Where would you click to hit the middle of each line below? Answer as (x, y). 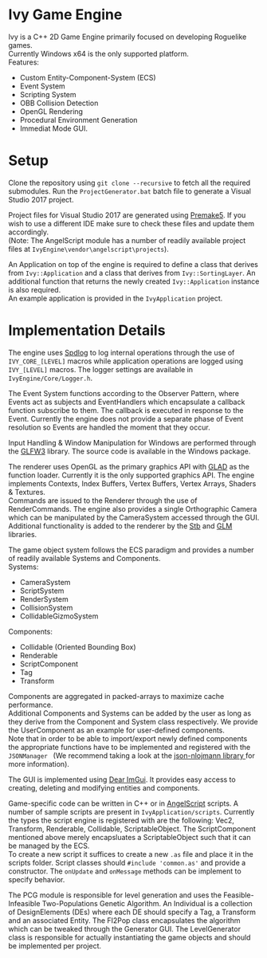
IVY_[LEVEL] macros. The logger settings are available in (101, 369)
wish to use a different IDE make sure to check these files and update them (132, 223)
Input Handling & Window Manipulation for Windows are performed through (132, 442)
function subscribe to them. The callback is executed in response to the (126, 410)
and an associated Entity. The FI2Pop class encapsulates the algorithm (124, 920)
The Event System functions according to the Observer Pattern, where (124, 393)
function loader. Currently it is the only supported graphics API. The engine (132, 475)
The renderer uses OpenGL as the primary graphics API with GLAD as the (129, 466)
